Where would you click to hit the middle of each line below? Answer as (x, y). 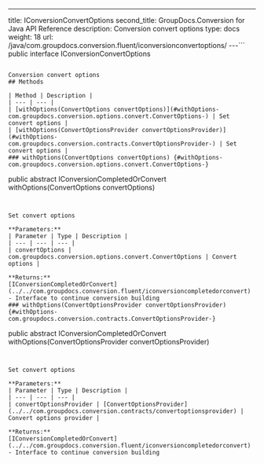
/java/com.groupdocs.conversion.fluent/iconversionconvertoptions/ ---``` (126, 45)
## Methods (26, 82)
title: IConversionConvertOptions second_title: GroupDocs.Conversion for (126, 20)
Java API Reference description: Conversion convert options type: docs (124, 29)
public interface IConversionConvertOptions (79, 53)
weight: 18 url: (31, 37)
